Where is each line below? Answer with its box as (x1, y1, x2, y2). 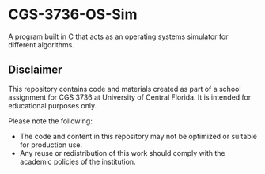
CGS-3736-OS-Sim (8, 6, 138, 24)
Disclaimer (8, 63, 62, 77)
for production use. (19, 140, 83, 149)
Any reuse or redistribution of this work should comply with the (19, 148, 225, 157)
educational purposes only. (8, 100, 97, 110)
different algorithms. (8, 40, 75, 49)
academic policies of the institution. (19, 157, 136, 166)
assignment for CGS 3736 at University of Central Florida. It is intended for (8, 93, 252, 102)
